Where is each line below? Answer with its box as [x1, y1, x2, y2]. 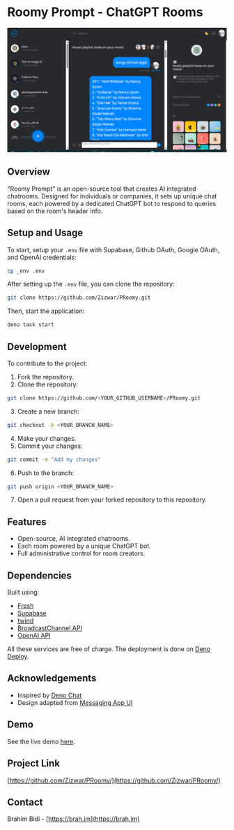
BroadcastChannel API [17, 624, 82, 632]
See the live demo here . [7, 737, 75, 745]
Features [7, 516, 47, 527]
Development [7, 340, 68, 353]
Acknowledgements [7, 672, 97, 685]
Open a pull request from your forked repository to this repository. [17, 495, 207, 504]
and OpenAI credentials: [7, 253, 77, 261]
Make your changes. [17, 434, 77, 442]
